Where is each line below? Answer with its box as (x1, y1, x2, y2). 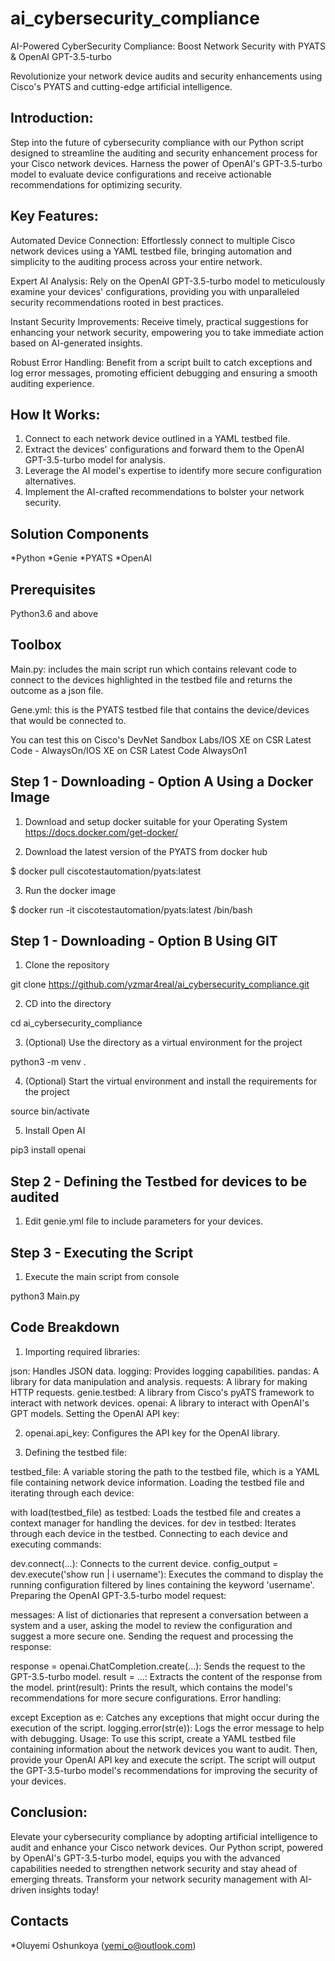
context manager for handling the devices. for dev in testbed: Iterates (10, 1517, 297, 1529)
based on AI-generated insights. (10, 337, 143, 349)
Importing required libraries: (24, 1345, 141, 1357)
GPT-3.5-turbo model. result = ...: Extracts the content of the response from (10, 1670, 323, 1682)
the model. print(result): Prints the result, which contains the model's (10, 1681, 293, 1693)
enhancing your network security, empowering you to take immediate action (10, 326, 325, 338)
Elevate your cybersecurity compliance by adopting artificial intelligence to (10, 1830, 318, 1842)
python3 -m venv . (10, 1056, 87, 1068)
